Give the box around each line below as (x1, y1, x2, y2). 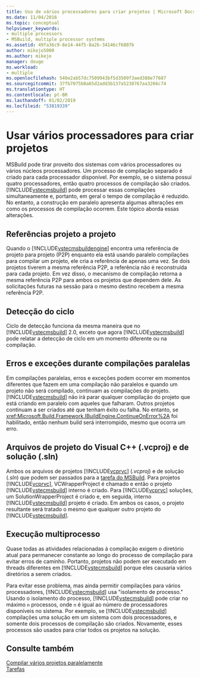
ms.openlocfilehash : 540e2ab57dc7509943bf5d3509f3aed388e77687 (6, 75, 167, 81)
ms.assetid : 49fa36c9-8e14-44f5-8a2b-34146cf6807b (6, 42, 135, 48)
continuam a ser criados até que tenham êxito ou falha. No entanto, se (6, 406, 179, 413)
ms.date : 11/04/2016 (6, 14, 58, 20)
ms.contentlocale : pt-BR (6, 92, 68, 98)
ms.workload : (6, 64, 39, 70)
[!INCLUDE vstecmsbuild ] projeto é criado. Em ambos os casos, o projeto (6, 499, 185, 506)
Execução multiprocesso (6, 529, 101, 540)
